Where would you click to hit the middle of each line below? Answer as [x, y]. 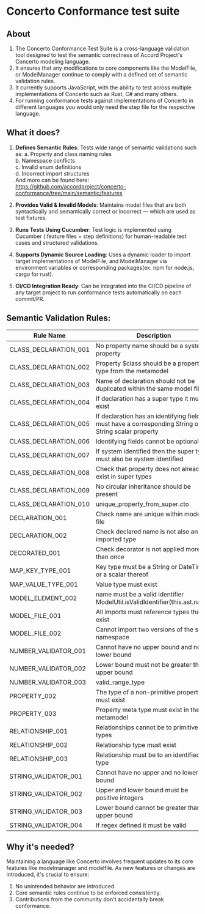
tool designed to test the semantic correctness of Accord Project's [99, 55]
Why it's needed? [41, 847]
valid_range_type [120, 682]
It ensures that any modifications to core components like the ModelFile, [106, 68]
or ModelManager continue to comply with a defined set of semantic [101, 74]
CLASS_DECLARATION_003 [50, 385]
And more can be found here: [52, 180]
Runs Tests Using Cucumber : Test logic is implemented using [93, 229]
